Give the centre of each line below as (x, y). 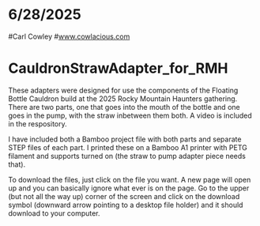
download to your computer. (54, 213)
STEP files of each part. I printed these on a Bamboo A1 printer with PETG (128, 147)
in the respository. (38, 123)
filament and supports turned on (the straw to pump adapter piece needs (127, 156)
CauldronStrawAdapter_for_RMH (118, 68)
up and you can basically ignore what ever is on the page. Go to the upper (129, 188)
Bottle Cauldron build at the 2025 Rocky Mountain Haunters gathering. (123, 98)
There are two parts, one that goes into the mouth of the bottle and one (124, 107)
